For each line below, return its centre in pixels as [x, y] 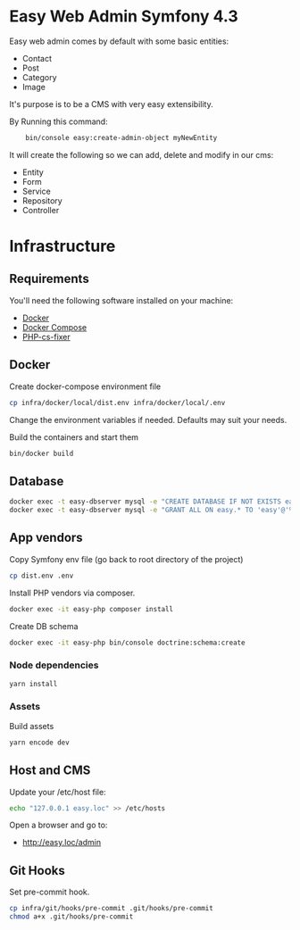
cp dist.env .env [42, 576]
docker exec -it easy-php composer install [92, 609]
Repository [42, 200]
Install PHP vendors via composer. [72, 593]
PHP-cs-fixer [46, 336]
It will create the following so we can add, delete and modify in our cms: [142, 154]
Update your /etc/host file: [58, 792]
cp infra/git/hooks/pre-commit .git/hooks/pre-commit [112, 909]
